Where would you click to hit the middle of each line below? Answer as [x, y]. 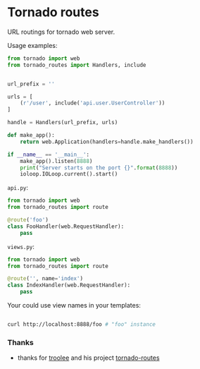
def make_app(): [31, 135]
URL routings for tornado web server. [61, 32]
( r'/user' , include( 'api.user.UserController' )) [93, 103]
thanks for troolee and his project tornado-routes [88, 358]
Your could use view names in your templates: [74, 306]
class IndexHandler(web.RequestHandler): [69, 285]
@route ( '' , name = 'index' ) [45, 279]
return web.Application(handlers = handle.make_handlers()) [107, 142]
